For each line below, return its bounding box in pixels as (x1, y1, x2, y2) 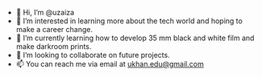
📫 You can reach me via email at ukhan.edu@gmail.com (15, 59, 204, 68)
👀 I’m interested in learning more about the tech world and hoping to (15, 16, 243, 26)
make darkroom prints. (15, 42, 92, 51)
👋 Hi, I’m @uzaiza (15, 8, 75, 17)
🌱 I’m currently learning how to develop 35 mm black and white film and (15, 33, 255, 43)
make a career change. (15, 25, 93, 34)
